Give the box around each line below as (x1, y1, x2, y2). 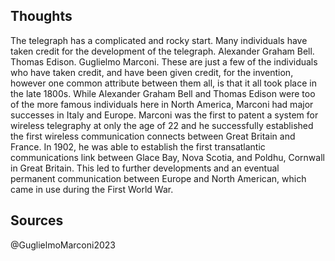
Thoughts (10, 8, 73, 25)
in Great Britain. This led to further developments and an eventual (10, 162, 280, 174)
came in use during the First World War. (10, 183, 174, 195)
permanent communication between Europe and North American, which (10, 172, 307, 184)
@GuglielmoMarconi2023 (10, 239, 116, 251)
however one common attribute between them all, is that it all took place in (10, 77, 317, 89)
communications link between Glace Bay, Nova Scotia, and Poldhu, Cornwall (10, 151, 325, 163)
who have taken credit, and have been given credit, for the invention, (10, 66, 294, 78)
